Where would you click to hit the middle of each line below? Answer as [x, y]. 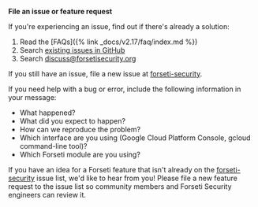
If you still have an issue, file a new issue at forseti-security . [105, 74]
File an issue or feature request [60, 11]
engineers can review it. [47, 195]
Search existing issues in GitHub [72, 50]
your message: [32, 97]
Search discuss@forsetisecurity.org [78, 59]
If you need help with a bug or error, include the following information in [125, 89]
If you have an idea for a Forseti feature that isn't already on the [112, 170]
